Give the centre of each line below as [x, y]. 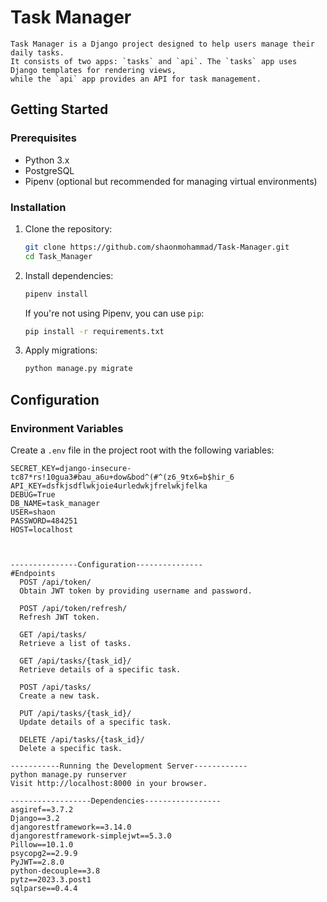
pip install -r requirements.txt [94, 331]
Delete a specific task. [71, 748]
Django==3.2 [35, 818]
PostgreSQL [49, 170]
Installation [38, 207]
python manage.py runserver [69, 774]
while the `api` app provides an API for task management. [136, 79]
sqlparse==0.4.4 [44, 888]
